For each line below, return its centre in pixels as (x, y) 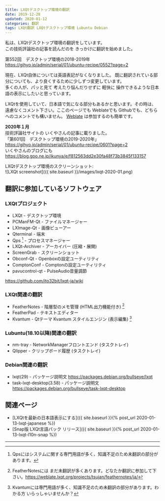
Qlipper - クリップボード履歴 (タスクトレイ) (56, 351)
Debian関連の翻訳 (26, 365)
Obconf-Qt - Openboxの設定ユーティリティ (56, 259)
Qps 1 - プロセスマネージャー (41, 240)
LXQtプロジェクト (26, 204)
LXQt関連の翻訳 (24, 295)
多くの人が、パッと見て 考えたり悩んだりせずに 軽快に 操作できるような (78, 87)
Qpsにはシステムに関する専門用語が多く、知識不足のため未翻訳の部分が (85, 454)
